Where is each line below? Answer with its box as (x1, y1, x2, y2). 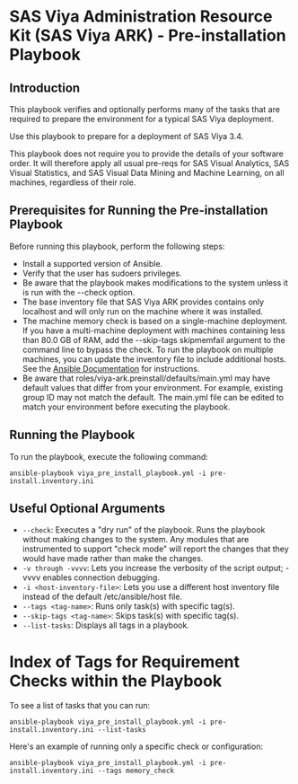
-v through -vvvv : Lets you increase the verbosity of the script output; (22, 563, 284, 574)
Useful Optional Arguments (9, 501, 166, 516)
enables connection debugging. (42, 572, 160, 583)
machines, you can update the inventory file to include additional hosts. (22, 353, 287, 365)
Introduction (9, 80, 81, 95)
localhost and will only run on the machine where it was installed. (22, 305, 263, 316)
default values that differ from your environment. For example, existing (22, 382, 284, 392)
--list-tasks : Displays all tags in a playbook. (22, 620, 190, 630)
